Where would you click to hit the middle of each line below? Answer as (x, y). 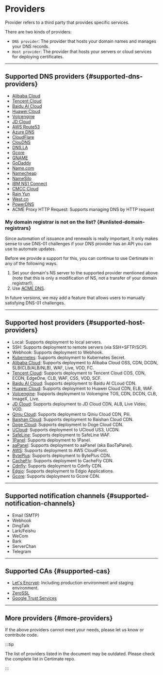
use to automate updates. (31, 249)
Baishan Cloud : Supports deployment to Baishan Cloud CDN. (73, 419)
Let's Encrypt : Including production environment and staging (73, 583)
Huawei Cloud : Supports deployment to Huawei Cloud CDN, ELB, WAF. (83, 388)
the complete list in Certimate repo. (40, 659)
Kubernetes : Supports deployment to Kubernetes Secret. (69, 357)
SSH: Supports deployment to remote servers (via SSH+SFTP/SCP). (80, 347)
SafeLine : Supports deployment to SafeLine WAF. (61, 435)
